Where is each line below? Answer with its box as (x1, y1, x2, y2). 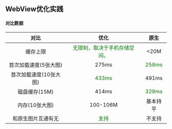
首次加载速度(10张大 (11, 71, 61, 78)
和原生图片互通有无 (12, 115, 59, 122)
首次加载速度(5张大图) (9, 61, 63, 68)
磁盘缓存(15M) (17, 88, 54, 95)
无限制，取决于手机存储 (72, 44, 130, 51)
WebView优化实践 (5, 5, 63, 14)
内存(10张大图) (17, 101, 54, 109)
